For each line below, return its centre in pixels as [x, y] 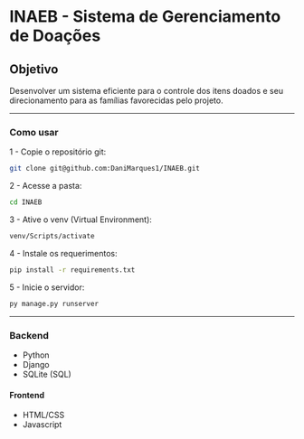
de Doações [55, 36]
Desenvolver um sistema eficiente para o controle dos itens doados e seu [146, 91]
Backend [29, 335]
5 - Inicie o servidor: [47, 287]
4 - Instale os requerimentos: [63, 253]
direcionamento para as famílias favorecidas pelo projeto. [116, 100]
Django [36, 364]
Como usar [34, 132]
